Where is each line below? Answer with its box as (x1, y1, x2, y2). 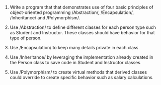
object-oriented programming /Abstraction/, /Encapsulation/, (9, 9, 134, 15)
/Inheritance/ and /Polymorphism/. (9, 15, 80, 20)
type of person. (9, 35, 42, 41)
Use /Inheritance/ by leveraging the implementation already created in (9, 54, 154, 60)
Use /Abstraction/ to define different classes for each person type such (9, 24, 156, 30)
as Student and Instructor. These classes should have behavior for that (9, 30, 155, 35)
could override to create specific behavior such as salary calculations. (9, 75, 154, 80)
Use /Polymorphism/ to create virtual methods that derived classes (9, 69, 147, 75)
